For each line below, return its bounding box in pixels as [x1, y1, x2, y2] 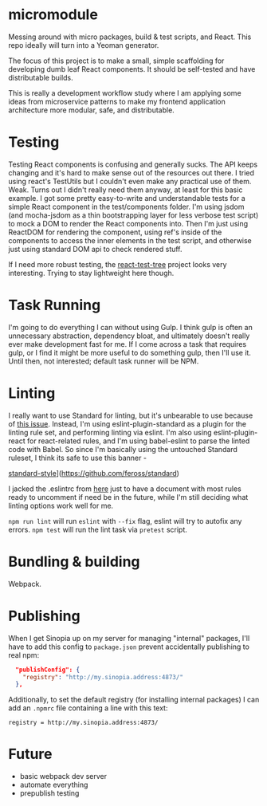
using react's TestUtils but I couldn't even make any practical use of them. [8, 176, 252, 186]
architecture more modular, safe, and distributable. [8, 105, 175, 115]
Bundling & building [8, 552, 141, 571]
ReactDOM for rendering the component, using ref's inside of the [8, 227, 222, 237]
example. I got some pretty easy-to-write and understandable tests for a [8, 193, 245, 202]
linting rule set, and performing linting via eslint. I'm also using [8, 427, 213, 437]
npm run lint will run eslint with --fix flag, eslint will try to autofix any [8, 516, 242, 525]
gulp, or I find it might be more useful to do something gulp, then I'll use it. [8, 348, 251, 357]
